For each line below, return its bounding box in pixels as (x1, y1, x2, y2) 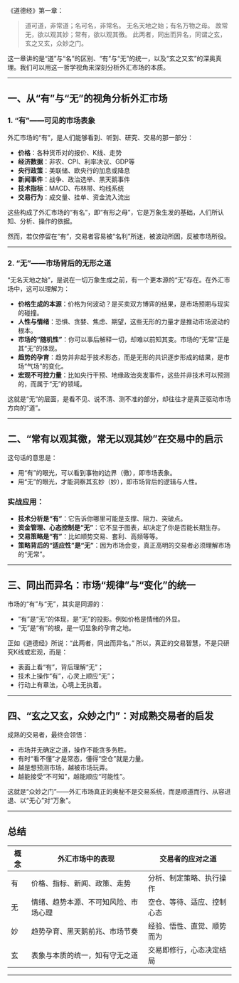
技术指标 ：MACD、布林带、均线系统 (17, 184, 124, 192)
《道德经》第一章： (7, 6, 64, 14)
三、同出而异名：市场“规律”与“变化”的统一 (7, 579, 196, 592)
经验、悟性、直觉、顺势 (148, 920, 227, 930)
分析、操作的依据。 (19, 216, 76, 225)
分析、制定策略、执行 (148, 873, 220, 883)
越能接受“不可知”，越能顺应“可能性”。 (17, 772, 129, 780)
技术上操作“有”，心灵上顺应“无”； (17, 671, 117, 680)
